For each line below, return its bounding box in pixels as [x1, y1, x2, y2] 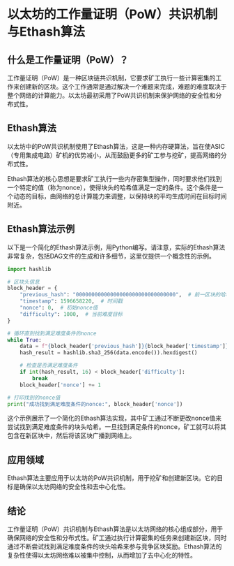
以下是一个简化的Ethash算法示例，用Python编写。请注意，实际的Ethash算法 [7, 242, 226, 252]
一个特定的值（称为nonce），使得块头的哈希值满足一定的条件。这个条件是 [7, 183, 218, 191]
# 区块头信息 [7, 278, 40, 285]
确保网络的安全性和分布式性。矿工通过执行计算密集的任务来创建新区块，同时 [7, 534, 227, 542]
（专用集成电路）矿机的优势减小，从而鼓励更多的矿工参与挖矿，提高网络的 [7, 151, 221, 159]
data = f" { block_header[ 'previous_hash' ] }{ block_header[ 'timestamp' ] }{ [19, 343, 232, 350]
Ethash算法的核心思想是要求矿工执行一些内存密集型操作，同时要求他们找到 [7, 174, 222, 182]
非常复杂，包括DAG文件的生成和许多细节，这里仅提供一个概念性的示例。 [7, 252, 216, 260]
